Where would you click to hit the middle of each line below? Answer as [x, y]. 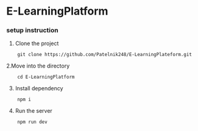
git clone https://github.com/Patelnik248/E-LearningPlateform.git [104, 55]
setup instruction [33, 30]
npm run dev [32, 122]
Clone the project [37, 43]
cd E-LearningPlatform [46, 77]
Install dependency [39, 88]
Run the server [34, 111]
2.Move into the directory [38, 66]
